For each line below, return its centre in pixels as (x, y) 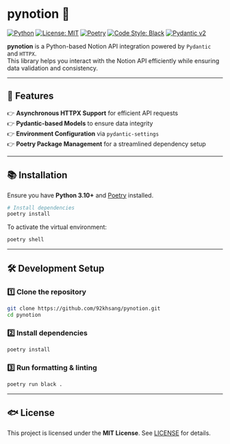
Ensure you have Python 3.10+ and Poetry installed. (80, 195)
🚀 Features (30, 96)
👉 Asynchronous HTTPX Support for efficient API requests (93, 113)
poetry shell (26, 240)
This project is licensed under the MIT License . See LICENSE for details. (109, 433)
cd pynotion (24, 314)
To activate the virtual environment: (57, 227)
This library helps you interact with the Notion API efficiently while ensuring (113, 60)
